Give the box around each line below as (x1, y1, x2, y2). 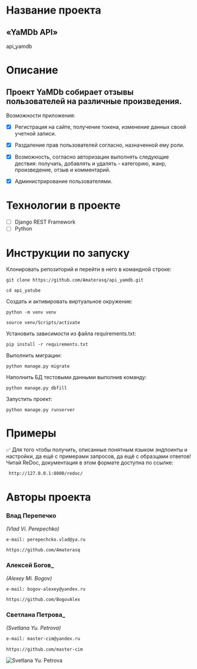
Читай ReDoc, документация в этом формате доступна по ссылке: (6, 459, 174, 466)
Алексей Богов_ (6, 561, 54, 570)
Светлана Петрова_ (6, 610, 65, 619)
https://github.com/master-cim (6, 646, 83, 652)
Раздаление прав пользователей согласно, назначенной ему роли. (14, 141, 185, 148)
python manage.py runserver (6, 407, 75, 413)
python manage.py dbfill (6, 385, 67, 391)
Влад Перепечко (6, 512, 57, 520)
